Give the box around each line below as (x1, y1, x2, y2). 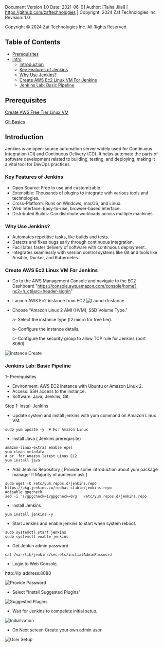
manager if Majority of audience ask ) (12, 471, 88, 478)
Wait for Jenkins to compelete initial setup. (12, 608, 98, 614)
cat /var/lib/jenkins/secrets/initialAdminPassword (5, 552, 112, 557)
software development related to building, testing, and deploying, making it (5, 156, 155, 162)
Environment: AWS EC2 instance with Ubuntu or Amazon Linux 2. (12, 383, 143, 389)
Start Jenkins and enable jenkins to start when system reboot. (12, 520, 137, 526)
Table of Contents (5, 38, 61, 46)
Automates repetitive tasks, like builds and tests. (12, 234, 109, 240)
